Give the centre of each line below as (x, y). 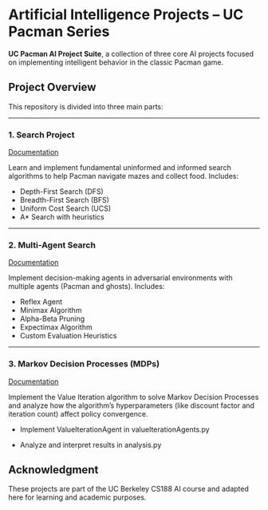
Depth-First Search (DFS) (61, 192)
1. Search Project (41, 135)
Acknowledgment (53, 470)
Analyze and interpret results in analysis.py (91, 445)
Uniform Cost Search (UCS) (65, 208)
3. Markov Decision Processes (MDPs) (84, 364)
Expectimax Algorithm (56, 327)
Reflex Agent (41, 302)
